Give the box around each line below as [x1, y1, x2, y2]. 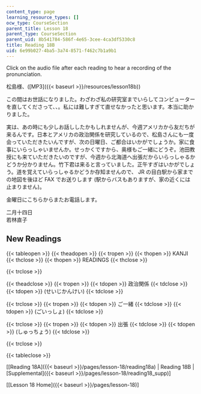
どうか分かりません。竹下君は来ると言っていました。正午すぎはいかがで [6, 160, 185, 168]
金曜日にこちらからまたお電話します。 [6, 196, 101, 203]
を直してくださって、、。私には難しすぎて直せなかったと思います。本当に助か [6, 103, 194, 110]
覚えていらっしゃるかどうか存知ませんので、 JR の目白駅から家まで [26, 168, 194, 175]
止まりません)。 [6, 183, 45, 190]
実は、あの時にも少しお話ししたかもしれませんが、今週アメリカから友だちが [6, 123, 195, 131]
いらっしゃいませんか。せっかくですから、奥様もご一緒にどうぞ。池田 [16, 146, 190, 153]
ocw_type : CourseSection [6, 20, 68, 26]
